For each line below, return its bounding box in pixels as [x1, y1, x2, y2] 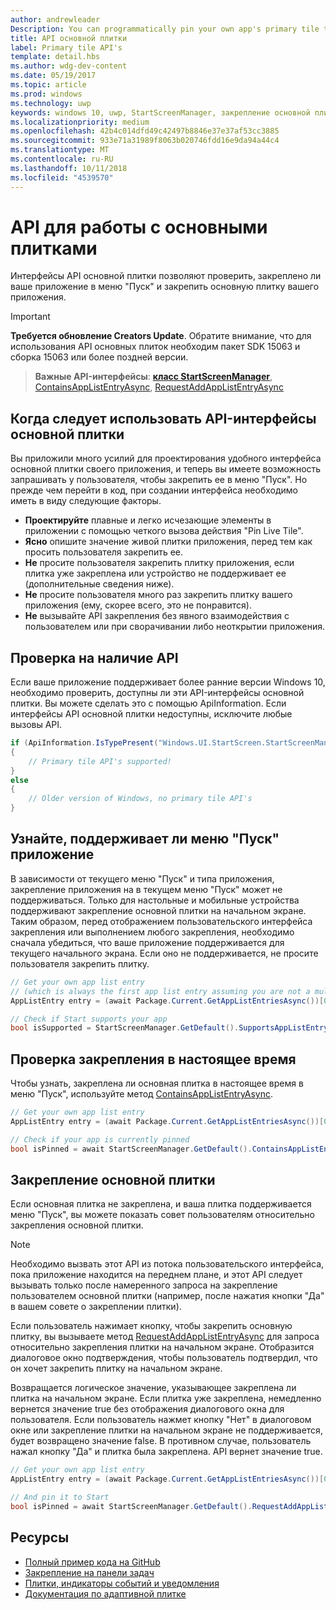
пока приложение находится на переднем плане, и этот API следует [10, 1269, 303, 1281]
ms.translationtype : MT [10, 145, 110, 155]
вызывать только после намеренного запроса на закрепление [10, 1279, 278, 1291]
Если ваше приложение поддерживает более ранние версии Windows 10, [10, 676, 326, 688]
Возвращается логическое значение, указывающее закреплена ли [10, 1382, 297, 1394]
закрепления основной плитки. [10, 1219, 144, 1231]
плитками [10, 237, 98, 260]
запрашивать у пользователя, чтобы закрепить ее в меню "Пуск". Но [10, 474, 308, 486]
